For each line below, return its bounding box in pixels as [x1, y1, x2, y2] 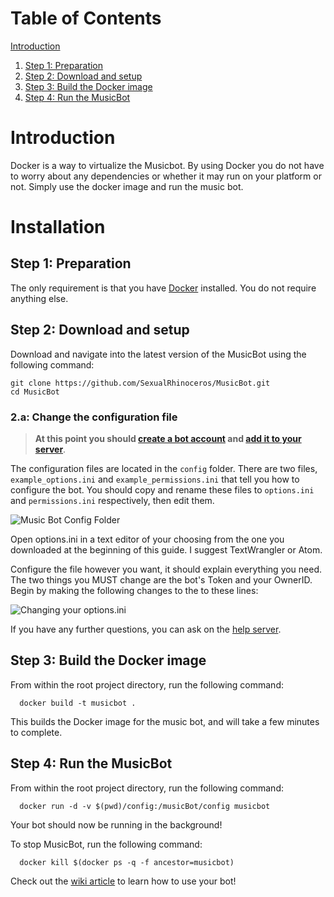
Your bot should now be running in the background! [10, 818, 223, 831]
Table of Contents [10, 7, 162, 30]
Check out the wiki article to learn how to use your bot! [10, 875, 237, 887]
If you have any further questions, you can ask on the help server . [10, 623, 282, 635]
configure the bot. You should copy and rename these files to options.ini [10, 483, 315, 496]
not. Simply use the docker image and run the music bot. [10, 180, 244, 192]
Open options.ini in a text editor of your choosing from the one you [10, 533, 285, 545]
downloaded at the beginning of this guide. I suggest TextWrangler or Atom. [10, 543, 323, 556]
